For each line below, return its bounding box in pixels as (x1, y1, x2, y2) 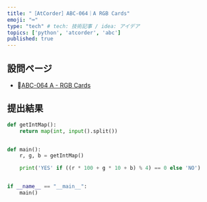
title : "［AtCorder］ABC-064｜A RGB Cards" (7, 10, 130, 17)
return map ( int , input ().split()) (19, 127, 118, 134)
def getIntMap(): (7, 121, 57, 128)
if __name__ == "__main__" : (7, 183, 88, 190)
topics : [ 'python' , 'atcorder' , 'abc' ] (7, 29, 121, 36)
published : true (7, 36, 53, 42)
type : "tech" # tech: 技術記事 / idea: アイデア (7, 23, 141, 29)
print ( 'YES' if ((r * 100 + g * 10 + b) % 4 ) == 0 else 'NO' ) (19, 165, 201, 172)
